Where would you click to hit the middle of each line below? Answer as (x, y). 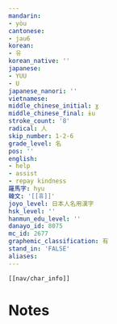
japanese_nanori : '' (43, 91)
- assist (23, 174)
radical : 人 (28, 128)
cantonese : (27, 31)
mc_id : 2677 (28, 234)
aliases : (23, 256)
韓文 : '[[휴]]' (32, 196)
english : (23, 158)
